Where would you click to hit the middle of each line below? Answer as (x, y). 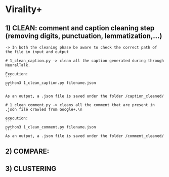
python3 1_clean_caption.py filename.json (51, 83)
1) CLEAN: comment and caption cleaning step (80, 28)
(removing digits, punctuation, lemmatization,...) (84, 36)
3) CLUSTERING (31, 169)
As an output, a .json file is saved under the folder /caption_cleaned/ (85, 96)
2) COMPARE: (27, 151)
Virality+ (24, 9)
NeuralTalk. (18, 65)
